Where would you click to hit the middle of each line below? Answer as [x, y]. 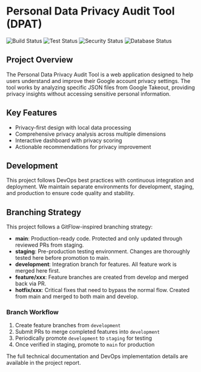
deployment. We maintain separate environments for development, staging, [100, 187]
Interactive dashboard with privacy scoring [68, 140]
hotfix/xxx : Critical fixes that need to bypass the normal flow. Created [102, 290]
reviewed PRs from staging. [49, 245]
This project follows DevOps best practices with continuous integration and [100, 181]
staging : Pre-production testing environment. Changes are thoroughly [103, 251]
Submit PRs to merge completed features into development [87, 332]
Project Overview [40, 60]
